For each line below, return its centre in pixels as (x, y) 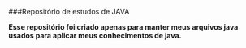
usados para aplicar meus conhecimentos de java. (95, 36)
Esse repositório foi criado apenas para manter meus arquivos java (123, 27)
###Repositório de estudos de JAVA (69, 12)
